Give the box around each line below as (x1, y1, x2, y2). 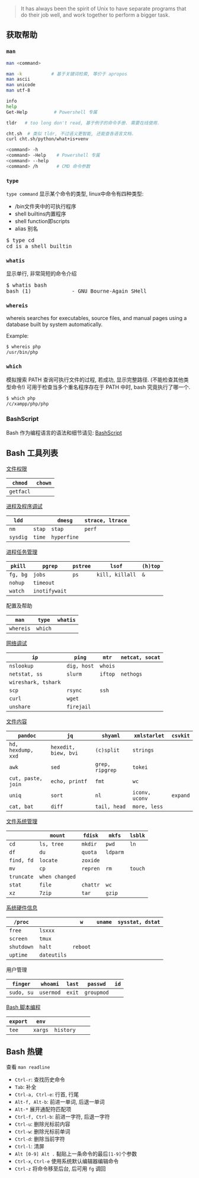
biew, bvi (50, 749, 79, 756)
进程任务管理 (6, 548, 37, 555)
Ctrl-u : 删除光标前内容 (14, 1120, 70, 1128)
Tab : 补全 (14, 1084, 37, 1091)
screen (9, 935, 28, 942)
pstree (72, 562, 91, 569)
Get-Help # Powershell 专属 (6, 109, 98, 115)
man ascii (6, 77, 31, 83)
